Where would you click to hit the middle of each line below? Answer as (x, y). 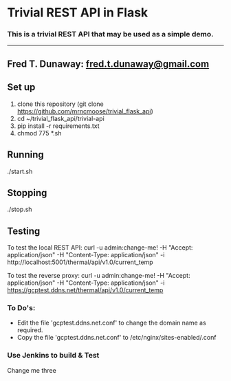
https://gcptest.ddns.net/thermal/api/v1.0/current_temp (85, 290)
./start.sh (20, 171)
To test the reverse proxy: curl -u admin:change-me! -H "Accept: (99, 276)
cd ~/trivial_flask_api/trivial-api (60, 118)
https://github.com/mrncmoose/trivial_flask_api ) (85, 111)
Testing (24, 231)
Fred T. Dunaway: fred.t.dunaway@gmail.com (108, 64)
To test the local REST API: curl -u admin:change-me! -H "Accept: (100, 248)
